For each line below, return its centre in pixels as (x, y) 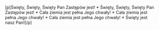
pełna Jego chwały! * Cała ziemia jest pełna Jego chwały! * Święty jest (76, 17)
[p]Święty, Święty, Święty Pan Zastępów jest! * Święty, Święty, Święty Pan (79, 7)
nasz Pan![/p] (19, 22)
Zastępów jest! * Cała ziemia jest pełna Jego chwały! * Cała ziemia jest (76, 12)
